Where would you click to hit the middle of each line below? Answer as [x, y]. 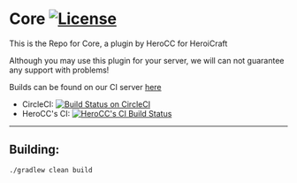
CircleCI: [38, 104]
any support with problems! [59, 70]
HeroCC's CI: [46, 113]
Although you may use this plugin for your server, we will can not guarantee [147, 60]
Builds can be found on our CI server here [85, 87]
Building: [34, 150]
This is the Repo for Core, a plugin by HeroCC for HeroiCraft [118, 43]
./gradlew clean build [51, 170]
